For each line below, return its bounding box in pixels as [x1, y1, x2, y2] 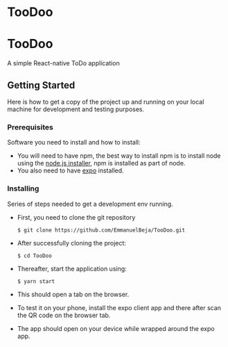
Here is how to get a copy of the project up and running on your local [7, 97, 204, 106]
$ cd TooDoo [17, 252, 52, 259]
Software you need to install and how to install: [7, 138, 141, 147]
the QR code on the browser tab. [17, 311, 111, 319]
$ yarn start [17, 277, 55, 285]
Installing [7, 184, 40, 193]
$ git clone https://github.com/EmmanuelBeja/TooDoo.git [17, 227, 186, 234]
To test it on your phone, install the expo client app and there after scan [17, 303, 222, 312]
